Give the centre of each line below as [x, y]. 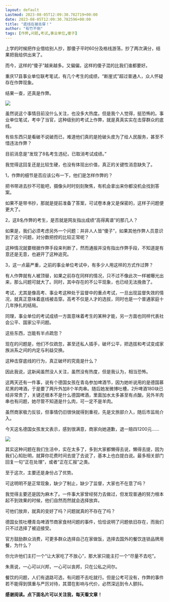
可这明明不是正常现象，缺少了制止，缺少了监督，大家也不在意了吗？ [76, 483]
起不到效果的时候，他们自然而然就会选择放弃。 [54, 500]
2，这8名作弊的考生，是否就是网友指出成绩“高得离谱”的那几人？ [72, 220]
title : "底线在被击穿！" [28, 24]
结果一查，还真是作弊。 [29, 93]
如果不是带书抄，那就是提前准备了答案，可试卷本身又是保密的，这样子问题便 [84, 203]
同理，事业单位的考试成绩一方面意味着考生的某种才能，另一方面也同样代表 [82, 316]
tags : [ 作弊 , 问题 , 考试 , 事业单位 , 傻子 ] [41, 33]
